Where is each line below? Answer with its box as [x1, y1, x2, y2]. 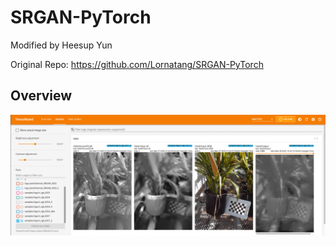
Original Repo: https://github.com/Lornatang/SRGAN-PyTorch [10, 58, 264, 70]
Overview [10, 87, 73, 105]
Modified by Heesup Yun [10, 39, 113, 51]
